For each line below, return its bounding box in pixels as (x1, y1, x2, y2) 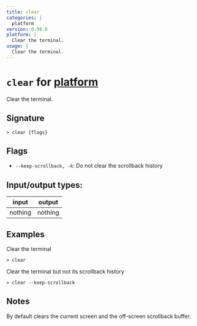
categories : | (6, 15, 43, 21)
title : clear (6, 9, 40, 15)
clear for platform (6, 75, 98, 89)
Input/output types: (6, 180, 83, 190)
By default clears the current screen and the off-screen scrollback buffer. (6, 313, 191, 320)
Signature (6, 113, 45, 124)
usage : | (6, 43, 29, 50)
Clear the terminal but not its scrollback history (6, 267, 124, 275)
